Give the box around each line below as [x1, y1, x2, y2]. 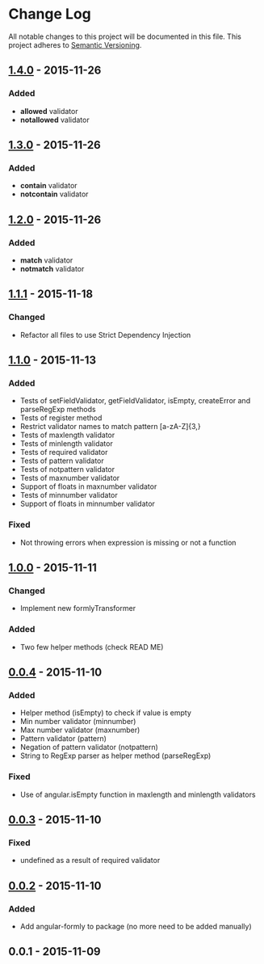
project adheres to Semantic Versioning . [8, 40, 142, 49]
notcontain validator [19, 189, 89, 199]
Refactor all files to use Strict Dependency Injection [19, 330, 191, 339]
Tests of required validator [19, 448, 108, 457]
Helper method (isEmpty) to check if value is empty [19, 708, 191, 718]
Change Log [8, 5, 91, 23]
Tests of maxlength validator [19, 430, 115, 440]
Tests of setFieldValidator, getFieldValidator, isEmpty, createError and [19, 396, 251, 406]
